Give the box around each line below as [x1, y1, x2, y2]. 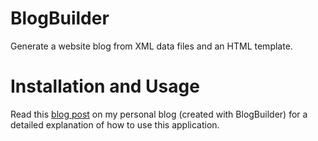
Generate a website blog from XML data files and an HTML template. [10, 40, 293, 52]
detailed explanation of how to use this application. [10, 118, 220, 131]
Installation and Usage [10, 75, 200, 98]
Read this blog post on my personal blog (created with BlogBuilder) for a [10, 108, 308, 120]
